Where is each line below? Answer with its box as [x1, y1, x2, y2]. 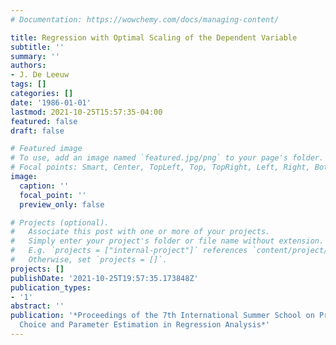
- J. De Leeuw [10, 70, 70, 80]
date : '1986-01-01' [10, 97, 92, 108]
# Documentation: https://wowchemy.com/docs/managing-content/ [10, 14, 280, 25]
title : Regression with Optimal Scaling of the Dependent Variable [10, 32, 298, 43]
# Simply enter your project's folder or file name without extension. [10, 236, 325, 246]
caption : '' [19, 181, 70, 191]
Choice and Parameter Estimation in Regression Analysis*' [19, 320, 271, 330]
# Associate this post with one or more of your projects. [10, 227, 271, 237]
